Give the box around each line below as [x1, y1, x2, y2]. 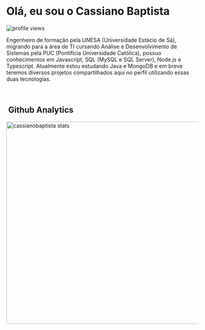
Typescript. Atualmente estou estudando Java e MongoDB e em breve [6, 62, 183, 70]
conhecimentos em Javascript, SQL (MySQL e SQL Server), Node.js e [6, 56, 182, 63]
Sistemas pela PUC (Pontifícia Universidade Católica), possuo [6, 49, 162, 56]
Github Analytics [8, 105, 74, 116]
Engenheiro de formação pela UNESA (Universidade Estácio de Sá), [6, 36, 177, 43]
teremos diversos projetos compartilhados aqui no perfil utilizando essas [6, 68, 189, 76]
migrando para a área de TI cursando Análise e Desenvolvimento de [6, 43, 178, 50]
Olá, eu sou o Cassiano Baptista [6, 4, 170, 18]
